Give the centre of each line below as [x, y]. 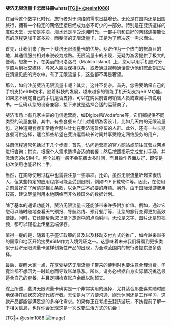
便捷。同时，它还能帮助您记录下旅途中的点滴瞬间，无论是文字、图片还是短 [83, 218]
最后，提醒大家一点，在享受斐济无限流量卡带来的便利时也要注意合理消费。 [83, 265]
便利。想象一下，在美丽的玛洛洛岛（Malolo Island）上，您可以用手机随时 [82, 61]
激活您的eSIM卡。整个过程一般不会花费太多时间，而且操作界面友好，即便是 [84, 158]
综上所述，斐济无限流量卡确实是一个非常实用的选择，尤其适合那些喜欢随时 [83, 289]
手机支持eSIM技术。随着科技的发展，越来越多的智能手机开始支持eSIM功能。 [85, 92]
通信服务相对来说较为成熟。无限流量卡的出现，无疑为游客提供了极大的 [92, 55]
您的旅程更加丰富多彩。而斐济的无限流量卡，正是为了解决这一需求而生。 [81, 38]
